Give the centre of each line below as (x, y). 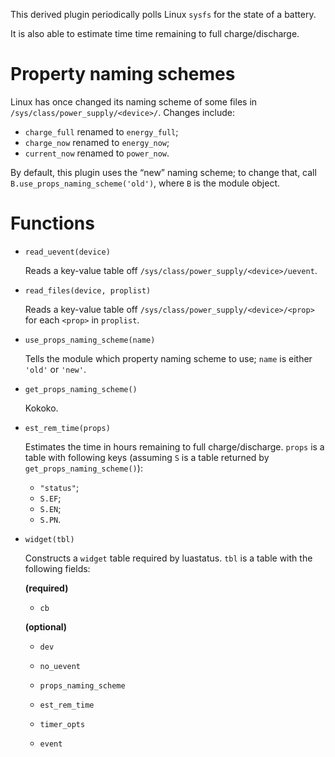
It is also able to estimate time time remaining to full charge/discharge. (155, 33)
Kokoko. (41, 408)
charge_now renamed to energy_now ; (97, 142)
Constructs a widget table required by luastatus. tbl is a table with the (168, 558)
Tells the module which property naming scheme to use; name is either (168, 358)
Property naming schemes (123, 74)
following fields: (57, 568)
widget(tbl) (49, 539)
